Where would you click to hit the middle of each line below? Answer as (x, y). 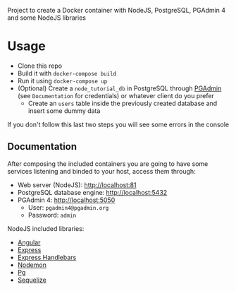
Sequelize (32, 280)
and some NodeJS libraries (47, 18)
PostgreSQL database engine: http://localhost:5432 (92, 192)
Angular (29, 242)
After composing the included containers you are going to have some (108, 164)
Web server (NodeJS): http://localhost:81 (77, 185)
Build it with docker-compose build (67, 73)
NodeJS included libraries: (46, 228)
